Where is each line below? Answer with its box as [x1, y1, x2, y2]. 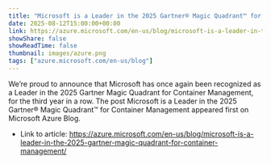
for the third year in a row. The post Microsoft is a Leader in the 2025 [8, 96, 238, 106]
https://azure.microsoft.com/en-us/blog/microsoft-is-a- [69, 128, 254, 138]
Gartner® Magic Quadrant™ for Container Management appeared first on [8, 104, 249, 114]
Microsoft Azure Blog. [8, 113, 81, 123]
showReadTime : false [8, 42, 78, 50]
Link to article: [19, 128, 68, 138]
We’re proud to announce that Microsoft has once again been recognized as [8, 78, 261, 89]
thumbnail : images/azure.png [8, 49, 106, 57]
